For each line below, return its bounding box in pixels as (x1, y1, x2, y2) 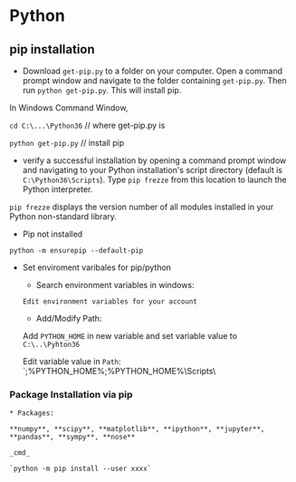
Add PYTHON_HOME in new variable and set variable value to (22, 331, 238, 341)
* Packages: (9, 409, 54, 418)
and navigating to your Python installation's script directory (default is (22, 165, 283, 175)
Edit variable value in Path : (22, 356, 121, 367)
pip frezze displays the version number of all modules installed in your (9, 201, 274, 212)
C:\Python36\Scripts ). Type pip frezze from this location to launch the (22, 174, 287, 185)
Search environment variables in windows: (35, 280, 195, 290)
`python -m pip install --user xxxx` (9, 464, 152, 474)
